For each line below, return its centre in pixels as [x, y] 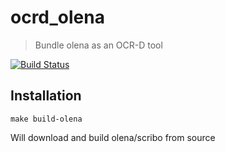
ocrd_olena [57, 17]
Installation [46, 96]
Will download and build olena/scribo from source [113, 137]
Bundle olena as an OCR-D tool [98, 45]
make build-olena [46, 119]
